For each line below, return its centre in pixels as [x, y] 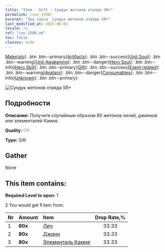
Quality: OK [17, 130]
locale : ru [16, 28]
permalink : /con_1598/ [29, 14]
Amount [28, 217]
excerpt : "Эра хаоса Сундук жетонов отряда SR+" [58, 19]
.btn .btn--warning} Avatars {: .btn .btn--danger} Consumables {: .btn [74, 72]
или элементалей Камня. [32, 120]
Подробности [28, 103]
